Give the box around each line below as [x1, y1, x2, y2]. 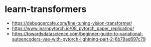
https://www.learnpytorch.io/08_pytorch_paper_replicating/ [11, 25, 134, 31]
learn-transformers [4, 3, 87, 15]
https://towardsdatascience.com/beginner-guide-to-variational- [11, 30, 144, 36]
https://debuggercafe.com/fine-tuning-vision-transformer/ [11, 20, 133, 26]
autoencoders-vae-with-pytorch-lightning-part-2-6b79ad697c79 [11, 36, 146, 42]
